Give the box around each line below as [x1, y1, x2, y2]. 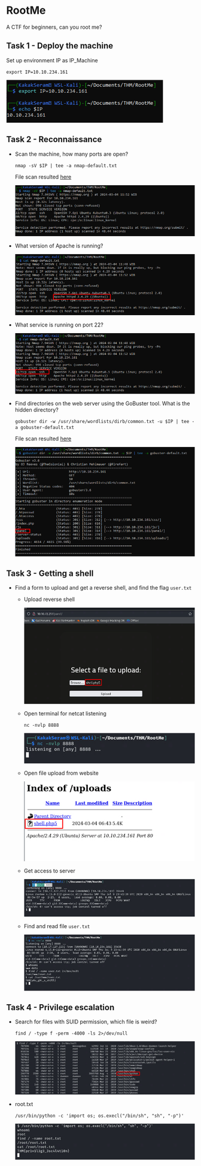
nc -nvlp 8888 [23, 722, 59, 728]
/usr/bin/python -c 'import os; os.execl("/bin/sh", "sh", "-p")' [14, 1113, 184, 1119]
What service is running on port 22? [14, 321, 103, 328]
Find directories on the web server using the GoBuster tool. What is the [14, 400, 190, 407]
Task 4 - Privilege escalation [6, 1002, 115, 1013]
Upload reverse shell [23, 596, 75, 603]
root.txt [14, 1100, 33, 1107]
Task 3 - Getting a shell [6, 568, 94, 578]
